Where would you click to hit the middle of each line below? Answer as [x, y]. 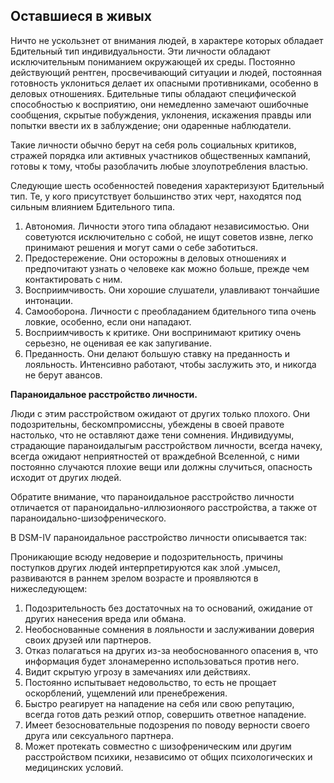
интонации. [49, 300]
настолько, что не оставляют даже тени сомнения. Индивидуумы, [152, 435]
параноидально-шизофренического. [88, 518]
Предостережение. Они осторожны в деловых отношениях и [155, 258]
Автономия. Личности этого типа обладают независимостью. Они [167, 226]
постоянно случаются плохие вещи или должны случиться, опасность [161, 466]
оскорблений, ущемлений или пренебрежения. [126, 693]
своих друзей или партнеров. [88, 640]
